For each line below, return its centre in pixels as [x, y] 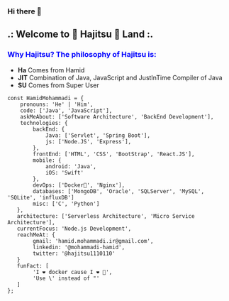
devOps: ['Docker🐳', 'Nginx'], [79, 185]
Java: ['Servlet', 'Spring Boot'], [98, 135]
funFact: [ [33, 266]
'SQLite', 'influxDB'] [41, 197]
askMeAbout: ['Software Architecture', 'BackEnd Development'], [117, 116]
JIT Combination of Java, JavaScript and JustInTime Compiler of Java [120, 77]
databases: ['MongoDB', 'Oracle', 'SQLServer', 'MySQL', [118, 191]
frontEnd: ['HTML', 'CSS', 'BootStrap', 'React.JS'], [114, 154]
